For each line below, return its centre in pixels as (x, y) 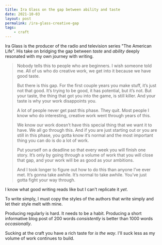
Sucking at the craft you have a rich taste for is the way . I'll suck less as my (80, 233)
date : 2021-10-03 (23, 14)
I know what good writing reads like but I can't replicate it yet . (66, 189)
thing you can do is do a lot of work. (53, 140)
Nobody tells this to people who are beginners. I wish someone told (84, 66)
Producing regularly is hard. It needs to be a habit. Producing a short (73, 213)
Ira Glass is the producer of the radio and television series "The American (78, 46)
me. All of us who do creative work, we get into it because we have (84, 71)
